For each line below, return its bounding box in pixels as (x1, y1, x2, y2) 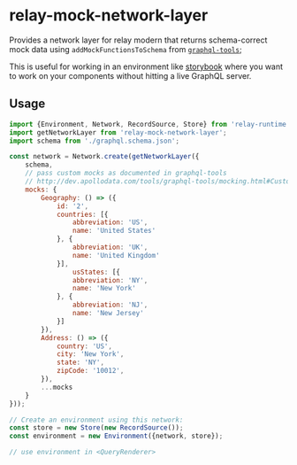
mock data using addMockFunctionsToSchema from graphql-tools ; (9, 43, 242, 54)
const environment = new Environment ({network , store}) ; (9, 431, 224, 441)
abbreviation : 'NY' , (72, 275, 148, 284)
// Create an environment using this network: (9, 415, 184, 424)
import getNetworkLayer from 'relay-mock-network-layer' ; (9, 128, 227, 137)
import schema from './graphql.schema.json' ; (9, 136, 179, 145)
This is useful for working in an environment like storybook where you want (9, 61, 284, 72)
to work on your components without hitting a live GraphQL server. (9, 70, 252, 81)
